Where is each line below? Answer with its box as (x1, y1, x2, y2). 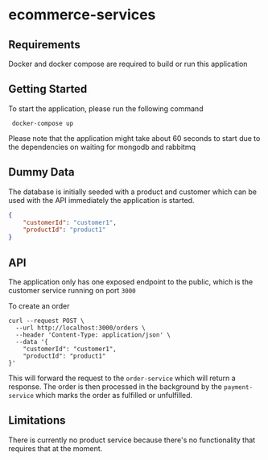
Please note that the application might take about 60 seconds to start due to (8, 133, 261, 143)
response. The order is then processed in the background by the (8, 381, 223, 392)
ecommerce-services (8, 6, 156, 24)
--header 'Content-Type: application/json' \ (15, 330, 171, 339)
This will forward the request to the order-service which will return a (8, 373, 236, 383)
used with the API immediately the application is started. (8, 195, 195, 205)
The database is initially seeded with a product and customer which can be (8, 187, 258, 197)
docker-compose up (11, 119, 74, 127)
